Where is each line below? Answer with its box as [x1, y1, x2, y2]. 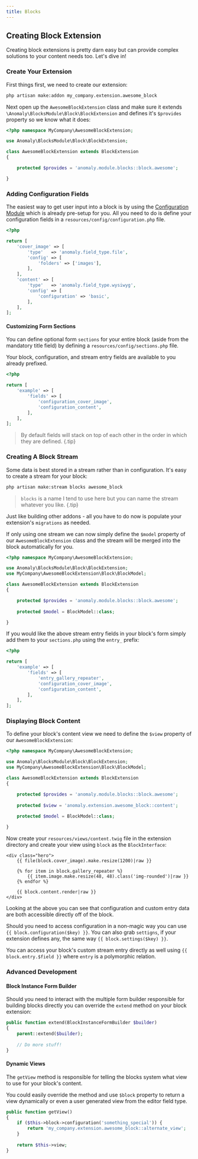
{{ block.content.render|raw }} [17, 889, 96, 895]
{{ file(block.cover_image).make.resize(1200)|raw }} [17, 858, 152, 864]
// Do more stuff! [17, 1041, 62, 1048]
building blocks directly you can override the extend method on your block [6, 1002, 187, 1009]
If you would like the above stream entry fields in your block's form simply [6, 630, 186, 637]
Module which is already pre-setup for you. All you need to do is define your [6, 210, 192, 217]
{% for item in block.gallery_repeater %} [17, 868, 123, 875]
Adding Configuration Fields [6, 189, 89, 198]
